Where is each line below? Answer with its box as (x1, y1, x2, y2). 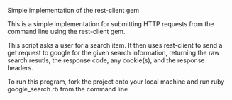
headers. (7, 64, 33, 72)
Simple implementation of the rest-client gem (7, 6, 140, 14)
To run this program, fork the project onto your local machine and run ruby (7, 77, 225, 86)
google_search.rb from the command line (7, 85, 128, 93)
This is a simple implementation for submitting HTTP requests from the (7, 20, 214, 28)
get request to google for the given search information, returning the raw (7, 49, 220, 57)
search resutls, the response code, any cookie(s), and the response (7, 56, 205, 65)
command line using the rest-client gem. (7, 28, 126, 35)
